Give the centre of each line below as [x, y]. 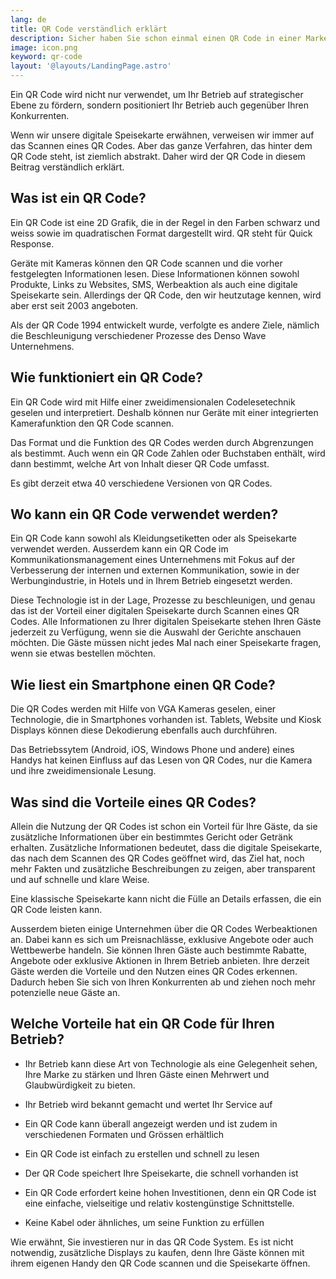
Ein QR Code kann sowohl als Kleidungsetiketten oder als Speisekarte [154, 538]
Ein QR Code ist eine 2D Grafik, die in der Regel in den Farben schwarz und [165, 222]
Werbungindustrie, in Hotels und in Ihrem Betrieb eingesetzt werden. [151, 581]
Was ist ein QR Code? [78, 198]
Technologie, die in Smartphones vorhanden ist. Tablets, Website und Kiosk [166, 720]
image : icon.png [44, 47]
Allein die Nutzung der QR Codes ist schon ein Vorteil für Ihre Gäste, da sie [164, 827]
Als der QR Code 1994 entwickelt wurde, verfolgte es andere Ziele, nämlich [165, 325]
